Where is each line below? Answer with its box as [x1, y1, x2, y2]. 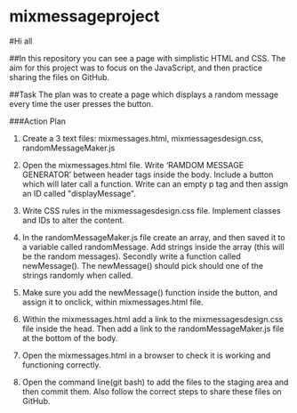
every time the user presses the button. [9, 98, 154, 109]
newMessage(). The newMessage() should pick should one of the [21, 260, 264, 271]
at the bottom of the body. [21, 332, 118, 344]
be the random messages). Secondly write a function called [21, 251, 242, 262]
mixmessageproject [9, 6, 160, 27]
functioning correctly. [21, 359, 101, 370]
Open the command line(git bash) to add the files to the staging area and [21, 377, 289, 387]
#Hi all [9, 36, 33, 46]
